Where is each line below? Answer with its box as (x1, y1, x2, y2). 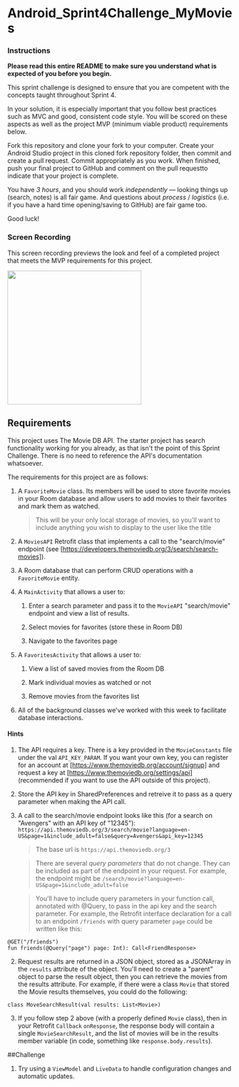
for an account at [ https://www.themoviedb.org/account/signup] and (17, 761, 220, 769)
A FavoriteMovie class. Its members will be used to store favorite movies (17, 486, 231, 495)
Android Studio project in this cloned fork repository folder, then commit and (7, 149, 232, 158)
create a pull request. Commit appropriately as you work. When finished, (7, 156, 221, 165)
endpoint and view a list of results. (28, 608, 130, 617)
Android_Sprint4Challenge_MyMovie (7, 5, 233, 21)
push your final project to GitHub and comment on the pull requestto (7, 164, 208, 173)
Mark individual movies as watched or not (28, 678, 152, 686)
